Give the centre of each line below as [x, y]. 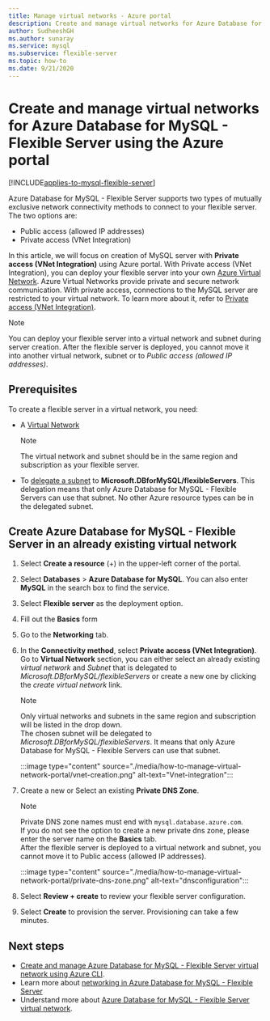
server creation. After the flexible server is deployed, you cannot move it [129, 347]
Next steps [36, 946]
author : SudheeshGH [41, 31]
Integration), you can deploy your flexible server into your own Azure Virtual [135, 273]
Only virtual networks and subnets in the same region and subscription [138, 716]
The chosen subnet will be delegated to [86, 734]
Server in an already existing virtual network [122, 544]
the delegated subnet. [57, 506]
